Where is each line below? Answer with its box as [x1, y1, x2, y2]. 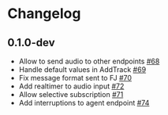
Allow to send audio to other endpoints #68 [18, 56, 160, 66]
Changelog [7, 5, 81, 23]
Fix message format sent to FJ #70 [18, 74, 132, 82]
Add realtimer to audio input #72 [18, 81, 125, 91]
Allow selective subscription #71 [18, 90, 124, 99]
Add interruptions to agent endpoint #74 [18, 99, 150, 107]
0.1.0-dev [7, 36, 56, 49]
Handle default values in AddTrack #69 [18, 65, 147, 74]
